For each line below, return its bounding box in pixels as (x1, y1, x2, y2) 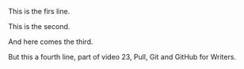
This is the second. (8, 22, 71, 31)
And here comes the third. (8, 37, 93, 46)
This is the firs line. (8, 7, 71, 16)
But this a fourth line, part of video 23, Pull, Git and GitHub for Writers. (8, 53, 236, 61)
